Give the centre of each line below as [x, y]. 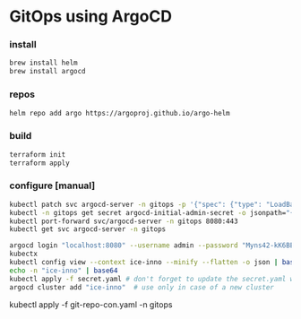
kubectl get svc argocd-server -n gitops [88, 229]
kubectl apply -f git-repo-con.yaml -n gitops [91, 304]
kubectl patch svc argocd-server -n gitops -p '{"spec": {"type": [136, 204]
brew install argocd [48, 72]
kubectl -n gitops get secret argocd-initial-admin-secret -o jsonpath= [148, 212]
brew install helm [43, 63]
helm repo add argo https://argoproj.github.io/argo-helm [120, 113]
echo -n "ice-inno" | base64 [64, 271]
